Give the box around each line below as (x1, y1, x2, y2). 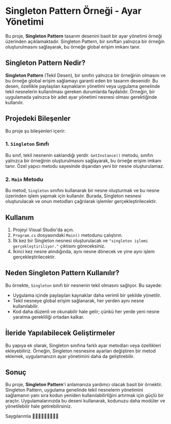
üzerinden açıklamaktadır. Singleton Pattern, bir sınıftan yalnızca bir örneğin (5, 38, 165, 44)
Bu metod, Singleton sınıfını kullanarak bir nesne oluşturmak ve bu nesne (5, 187, 160, 194)
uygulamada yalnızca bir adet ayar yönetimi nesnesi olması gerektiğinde (5, 94, 157, 100)
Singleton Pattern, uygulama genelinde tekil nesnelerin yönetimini (5, 387, 143, 393)
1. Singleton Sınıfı (5, 141, 49, 148)
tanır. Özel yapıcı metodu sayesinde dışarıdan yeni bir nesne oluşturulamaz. (5, 163, 165, 169)
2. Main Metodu (5, 175, 44, 183)
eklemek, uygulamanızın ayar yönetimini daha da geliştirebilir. (5, 353, 135, 359)
